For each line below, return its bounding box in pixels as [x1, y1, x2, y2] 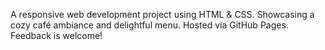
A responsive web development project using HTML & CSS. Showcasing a [10, 9, 315, 20]
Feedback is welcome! [10, 30, 103, 41]
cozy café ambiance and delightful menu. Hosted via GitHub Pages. [10, 19, 289, 31]
